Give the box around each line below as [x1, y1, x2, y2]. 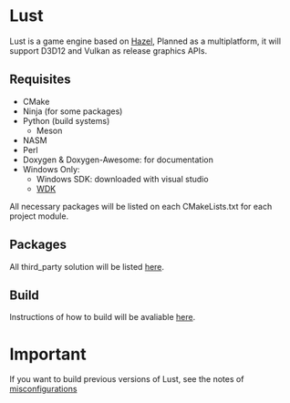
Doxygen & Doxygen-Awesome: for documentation [22, 154, 214, 165]
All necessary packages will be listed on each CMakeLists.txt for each [9, 201, 273, 212]
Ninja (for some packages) [22, 106, 123, 117]
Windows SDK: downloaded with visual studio [36, 173, 209, 184]
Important [9, 344, 87, 365]
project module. [9, 211, 69, 222]
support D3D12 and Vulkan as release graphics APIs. [9, 45, 208, 56]
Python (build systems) [22, 115, 110, 126]
